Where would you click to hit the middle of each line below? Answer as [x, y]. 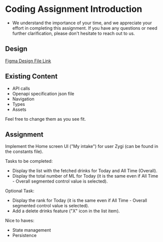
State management [32, 230]
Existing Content [31, 76]
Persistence [24, 236]
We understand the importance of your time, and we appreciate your [82, 23]
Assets [19, 109]
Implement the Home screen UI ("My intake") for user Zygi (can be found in [82, 146]
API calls [21, 88]
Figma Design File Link [28, 61]
